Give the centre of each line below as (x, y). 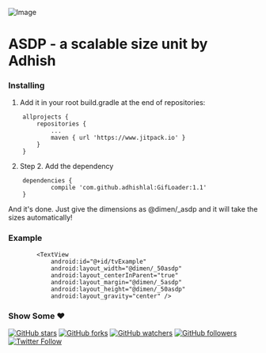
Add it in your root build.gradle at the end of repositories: (112, 103)
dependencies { (47, 181)
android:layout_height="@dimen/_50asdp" (118, 289)
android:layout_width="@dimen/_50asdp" (116, 269)
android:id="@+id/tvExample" (99, 261)
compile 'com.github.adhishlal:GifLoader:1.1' (129, 188)
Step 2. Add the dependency (66, 167)
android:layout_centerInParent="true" (114, 275)
